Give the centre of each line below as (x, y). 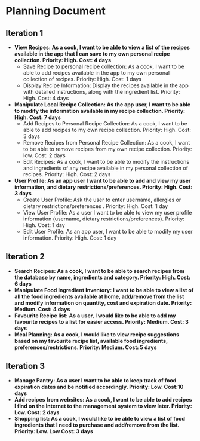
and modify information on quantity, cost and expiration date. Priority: (103, 302)
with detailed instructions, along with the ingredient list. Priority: (101, 92)
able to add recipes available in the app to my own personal (96, 73)
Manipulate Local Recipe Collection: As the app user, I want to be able (102, 105)
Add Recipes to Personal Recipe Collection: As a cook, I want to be (105, 123)
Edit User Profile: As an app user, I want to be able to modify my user (108, 232)
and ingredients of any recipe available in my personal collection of (106, 168)
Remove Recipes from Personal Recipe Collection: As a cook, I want (107, 143)
